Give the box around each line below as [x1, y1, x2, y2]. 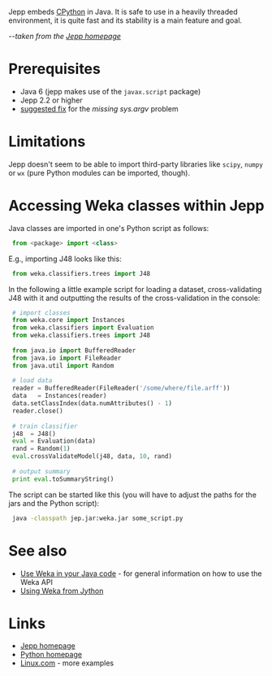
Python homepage [19, 650, 83, 660]
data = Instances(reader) [11, 392, 107, 400]
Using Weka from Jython [19, 586, 104, 595]
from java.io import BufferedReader [11, 346, 136, 355]
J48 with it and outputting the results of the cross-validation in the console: [8, 293, 261, 303]
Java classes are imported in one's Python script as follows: [8, 223, 209, 233]
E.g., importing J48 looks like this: [8, 254, 122, 264]
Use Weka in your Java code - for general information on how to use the [19, 569, 262, 578]
